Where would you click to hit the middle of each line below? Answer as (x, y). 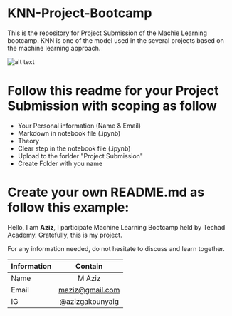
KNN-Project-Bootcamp (80, 13)
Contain (89, 266)
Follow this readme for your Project (113, 91)
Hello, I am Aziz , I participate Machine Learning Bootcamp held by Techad (116, 227)
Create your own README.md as (106, 192)
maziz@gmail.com (89, 290)
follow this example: (68, 208)
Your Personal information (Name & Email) (79, 126)
